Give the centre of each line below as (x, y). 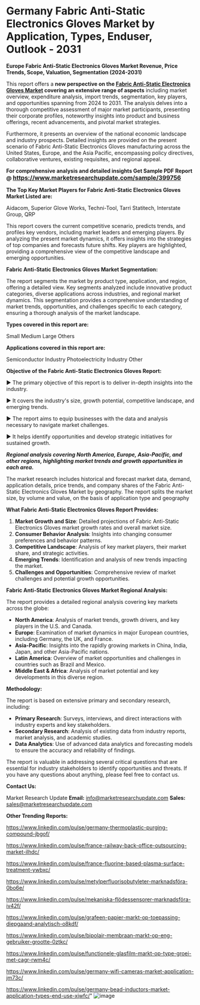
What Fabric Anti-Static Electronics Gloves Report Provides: (82, 509)
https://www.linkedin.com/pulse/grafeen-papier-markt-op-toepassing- (93, 917)
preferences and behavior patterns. (59, 540)
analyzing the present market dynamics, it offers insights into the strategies (99, 239)
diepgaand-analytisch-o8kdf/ (42, 923)
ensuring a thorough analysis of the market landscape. (73, 312)
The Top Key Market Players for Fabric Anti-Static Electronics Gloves (93, 189)
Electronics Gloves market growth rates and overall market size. (93, 527)
